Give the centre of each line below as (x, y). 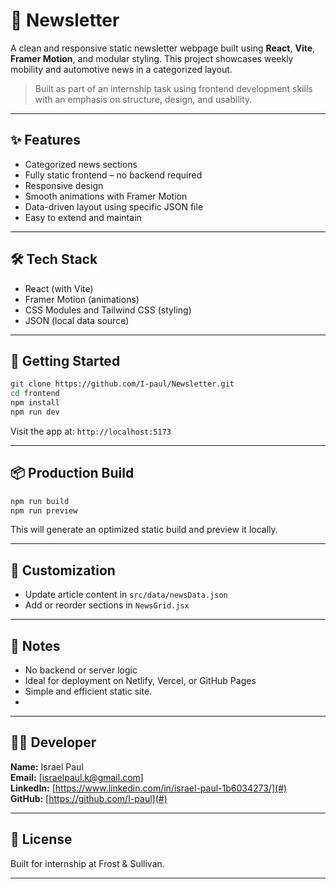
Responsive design (64, 185)
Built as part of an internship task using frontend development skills (173, 88)
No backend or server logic (81, 670)
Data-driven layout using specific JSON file (114, 206)
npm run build (40, 501)
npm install (35, 403)
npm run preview (44, 510)
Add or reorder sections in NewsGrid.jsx (107, 605)
